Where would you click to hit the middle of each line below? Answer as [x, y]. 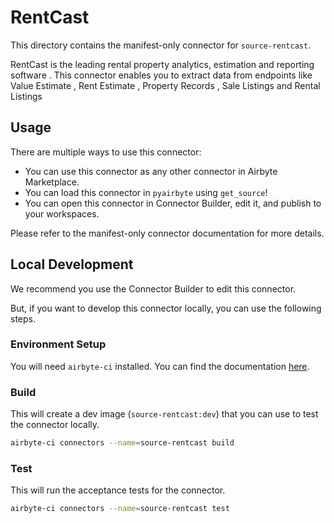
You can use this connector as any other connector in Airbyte [151, 171]
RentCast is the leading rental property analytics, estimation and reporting [162, 64]
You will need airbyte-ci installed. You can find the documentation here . [160, 366]
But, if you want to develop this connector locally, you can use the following [166, 308]
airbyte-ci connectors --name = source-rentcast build [122, 443]
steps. [23, 318]
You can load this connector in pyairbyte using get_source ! [146, 192]
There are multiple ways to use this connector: [106, 152]
